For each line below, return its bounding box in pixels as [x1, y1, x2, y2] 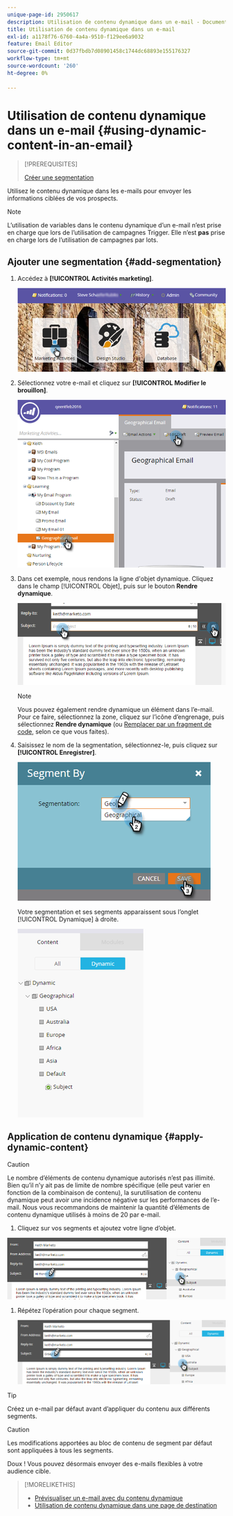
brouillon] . [17, 385, 49, 394]
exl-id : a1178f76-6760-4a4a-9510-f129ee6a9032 [7, 33, 144, 40]
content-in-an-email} [7, 137, 134, 153]
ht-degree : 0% [7, 69, 49, 76]
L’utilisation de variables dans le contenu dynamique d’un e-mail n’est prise [7, 221, 222, 229]
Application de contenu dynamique [7, 1131, 163, 1143]
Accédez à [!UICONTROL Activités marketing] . [17, 275, 154, 283]
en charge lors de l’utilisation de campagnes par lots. [7, 236, 158, 244]
